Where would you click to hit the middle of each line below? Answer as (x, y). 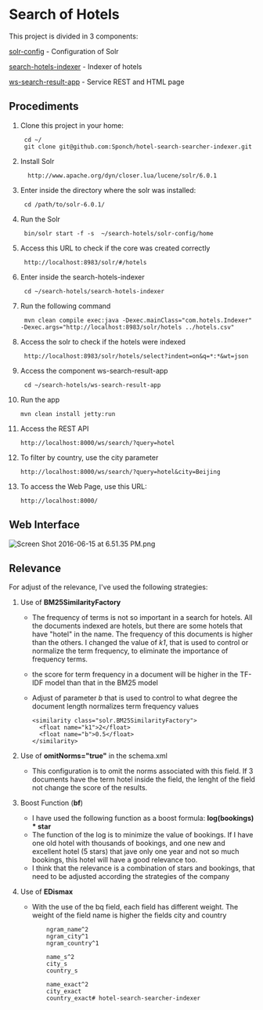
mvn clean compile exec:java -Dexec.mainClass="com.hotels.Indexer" (138, 320)
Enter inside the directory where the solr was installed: (108, 190)
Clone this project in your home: (72, 125)
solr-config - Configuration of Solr (64, 51)
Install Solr (37, 161)
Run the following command (65, 306)
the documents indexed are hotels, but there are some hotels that (137, 626)
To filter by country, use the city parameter (89, 458)
